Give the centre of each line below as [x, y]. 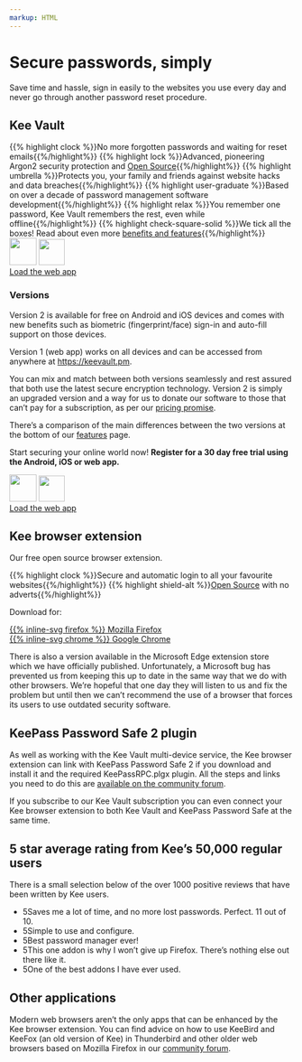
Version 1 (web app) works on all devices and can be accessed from [136, 351]
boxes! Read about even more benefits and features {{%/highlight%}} [137, 233]
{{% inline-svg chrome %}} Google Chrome [90, 639]
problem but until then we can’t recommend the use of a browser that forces [151, 695]
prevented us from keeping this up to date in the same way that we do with [148, 676]
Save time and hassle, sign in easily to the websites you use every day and [148, 88]
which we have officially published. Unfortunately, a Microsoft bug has [140, 666]
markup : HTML [34, 18]
